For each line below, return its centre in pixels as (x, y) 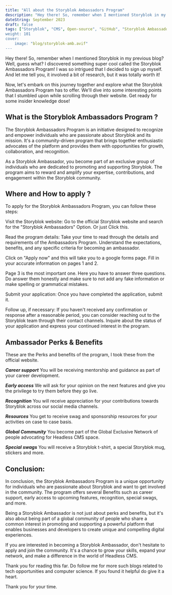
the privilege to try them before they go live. (52, 391)
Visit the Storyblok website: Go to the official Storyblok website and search (84, 222)
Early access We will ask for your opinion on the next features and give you (85, 386)
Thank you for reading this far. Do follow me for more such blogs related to (84, 566)
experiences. (19, 535)
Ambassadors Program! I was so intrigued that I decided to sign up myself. (84, 69)
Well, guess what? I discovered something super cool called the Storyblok (83, 64)
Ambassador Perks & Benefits (54, 342)
